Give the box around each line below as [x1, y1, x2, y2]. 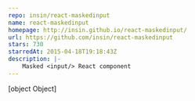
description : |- [8, 56, 61, 63]
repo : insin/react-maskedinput [8, 11, 110, 20]
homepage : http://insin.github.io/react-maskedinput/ [8, 26, 188, 34]
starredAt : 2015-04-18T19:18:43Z [8, 48, 117, 56]
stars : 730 [8, 41, 44, 49]
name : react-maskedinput [8, 19, 89, 27]
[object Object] [8, 84, 57, 93]
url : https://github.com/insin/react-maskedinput [8, 33, 174, 41]
